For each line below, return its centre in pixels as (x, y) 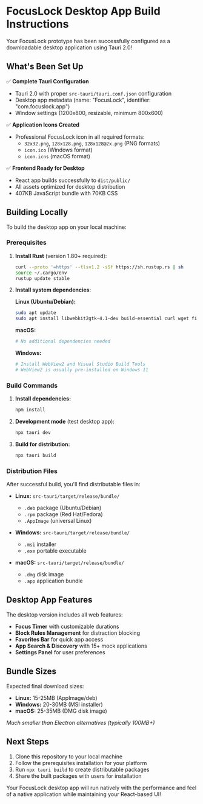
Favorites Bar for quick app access (59, 639)
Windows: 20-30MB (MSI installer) (59, 704)
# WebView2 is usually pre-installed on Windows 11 (82, 369)
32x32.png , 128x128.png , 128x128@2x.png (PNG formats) (92, 143)
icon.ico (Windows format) (58, 150)
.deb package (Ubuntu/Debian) (63, 508)
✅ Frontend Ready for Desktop (45, 168)
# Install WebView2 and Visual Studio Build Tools (80, 364)
